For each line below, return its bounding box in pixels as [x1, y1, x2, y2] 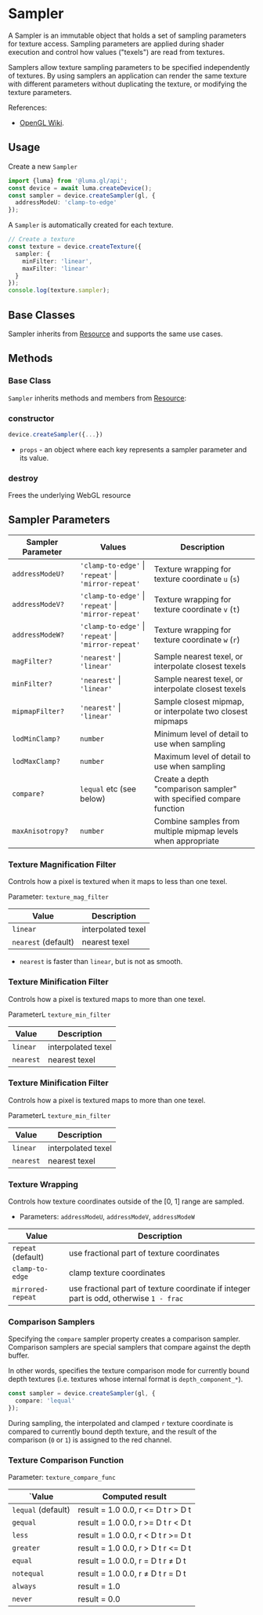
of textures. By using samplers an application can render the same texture [8, 71, 247, 80]
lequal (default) [12, 1504, 70, 1515]
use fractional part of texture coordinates [69, 1248, 221, 1259]
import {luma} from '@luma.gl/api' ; [8, 177, 128, 185]
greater [12, 1544, 41, 1553]
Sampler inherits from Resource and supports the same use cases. [8, 329, 223, 338]
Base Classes [8, 308, 76, 322]
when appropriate [153, 835, 220, 846]
